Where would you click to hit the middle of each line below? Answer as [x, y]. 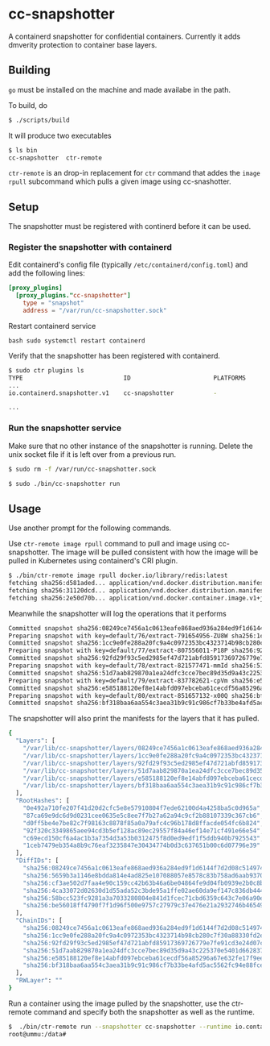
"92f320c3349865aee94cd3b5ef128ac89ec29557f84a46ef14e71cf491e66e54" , [143, 831]
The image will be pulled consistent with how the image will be [155, 552]
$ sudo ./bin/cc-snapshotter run [64, 484]
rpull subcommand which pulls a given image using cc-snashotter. [120, 181]
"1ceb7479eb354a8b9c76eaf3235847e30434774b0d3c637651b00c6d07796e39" [142, 846]
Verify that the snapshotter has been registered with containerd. [115, 355]
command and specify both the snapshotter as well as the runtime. [144, 1011]
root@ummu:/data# [37, 1034]
